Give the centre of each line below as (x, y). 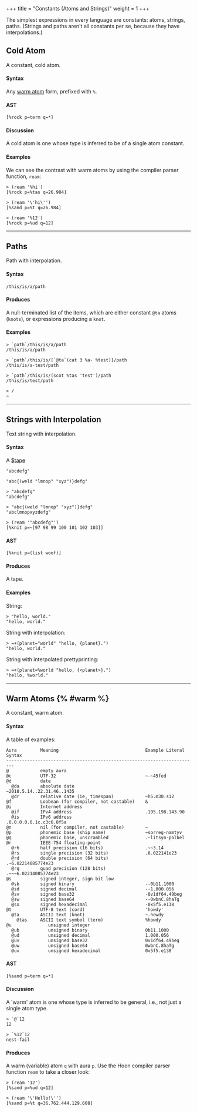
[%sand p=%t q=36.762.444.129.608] (50, 1103)
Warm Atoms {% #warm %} (58, 699)
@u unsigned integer (48, 925)
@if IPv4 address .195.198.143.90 (98, 812)
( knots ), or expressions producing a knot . (56, 319)
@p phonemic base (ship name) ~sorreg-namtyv (94, 832)
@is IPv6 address (42, 817)
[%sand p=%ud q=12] (30, 1088)
